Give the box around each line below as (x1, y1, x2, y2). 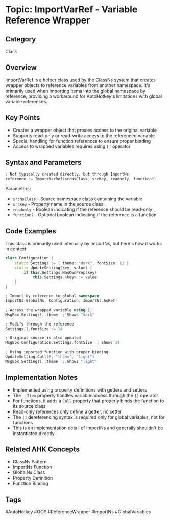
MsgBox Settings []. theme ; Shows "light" (5, 359, 97, 364)
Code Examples (5, 227, 56, 235)
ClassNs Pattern (12, 459, 47, 465)
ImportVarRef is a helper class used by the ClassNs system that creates (5, 77, 156, 83)
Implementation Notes (5, 373, 78, 382)
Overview (5, 63, 37, 72)
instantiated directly (12, 430, 55, 436)
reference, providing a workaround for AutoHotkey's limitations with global (5, 93, 162, 99)
